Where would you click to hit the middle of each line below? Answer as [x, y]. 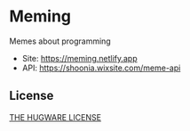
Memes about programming [60, 41]
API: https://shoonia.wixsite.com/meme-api [101, 68]
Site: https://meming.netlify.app [79, 58]
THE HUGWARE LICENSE [55, 117]
